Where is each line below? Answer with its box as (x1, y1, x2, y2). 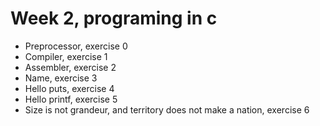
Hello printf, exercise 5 (24, 93, 118, 105)
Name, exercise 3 (24, 72, 98, 84)
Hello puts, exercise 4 (24, 82, 115, 94)
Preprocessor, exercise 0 (24, 40, 128, 52)
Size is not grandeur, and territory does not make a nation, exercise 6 (24, 103, 310, 116)
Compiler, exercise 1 (24, 50, 108, 62)
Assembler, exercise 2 (24, 61, 117, 73)
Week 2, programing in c (10, 7, 218, 30)
